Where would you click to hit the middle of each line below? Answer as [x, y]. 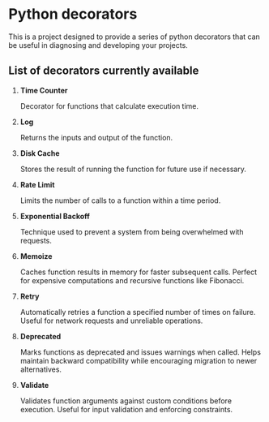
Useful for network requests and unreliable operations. [111, 321]
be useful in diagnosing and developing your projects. [98, 45]
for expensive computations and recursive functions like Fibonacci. [132, 280]
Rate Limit [37, 184]
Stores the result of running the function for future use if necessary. [133, 169]
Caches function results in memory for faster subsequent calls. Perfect [139, 272]
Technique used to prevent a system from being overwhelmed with [132, 231]
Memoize [36, 256]
